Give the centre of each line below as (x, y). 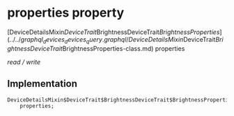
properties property (66, 13)
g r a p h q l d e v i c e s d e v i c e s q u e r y (62, 40)
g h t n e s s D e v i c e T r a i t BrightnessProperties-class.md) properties (96, 48)
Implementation (42, 84)
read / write (24, 62)
